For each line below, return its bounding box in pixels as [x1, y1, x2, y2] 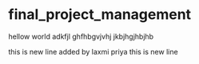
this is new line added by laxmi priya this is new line [8, 47, 178, 56]
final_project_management [8, 6, 192, 24]
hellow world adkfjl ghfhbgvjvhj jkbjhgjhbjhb [8, 32, 154, 41]
